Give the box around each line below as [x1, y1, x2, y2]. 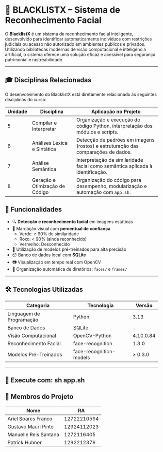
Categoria [26, 302, 50, 309]
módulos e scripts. [76, 129, 119, 135]
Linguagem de [7, 310, 40, 317]
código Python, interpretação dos [76, 122, 153, 129]
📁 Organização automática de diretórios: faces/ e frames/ [12, 266, 128, 272]
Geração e [32, 176, 56, 183]
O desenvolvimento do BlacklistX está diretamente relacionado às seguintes [5, 91, 157, 97]
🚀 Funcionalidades [5, 206, 62, 214]
